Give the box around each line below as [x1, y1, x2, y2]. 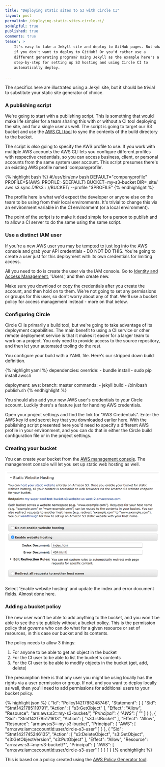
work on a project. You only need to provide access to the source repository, [5, 338, 160, 344]
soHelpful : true [5, 24, 38, 29]
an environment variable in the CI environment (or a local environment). [5, 204, 149, 210]
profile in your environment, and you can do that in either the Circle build [5, 428, 152, 434]
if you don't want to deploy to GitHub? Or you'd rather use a [14, 49, 146, 54]
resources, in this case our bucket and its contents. [5, 630, 109, 636]
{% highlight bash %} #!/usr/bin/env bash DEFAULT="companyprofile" [5, 174, 147, 180]
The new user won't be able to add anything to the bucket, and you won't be [5, 614, 160, 620]
